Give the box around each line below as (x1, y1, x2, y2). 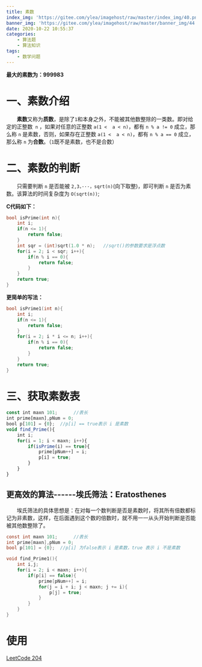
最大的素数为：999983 (6, 70, 64, 78)
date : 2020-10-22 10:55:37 (6, 25, 74, 32)
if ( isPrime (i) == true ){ (28, 443, 90, 449)
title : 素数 (6, 8, 34, 15)
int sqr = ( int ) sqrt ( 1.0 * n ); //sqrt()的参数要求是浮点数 (17, 242, 165, 249)
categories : (6, 31, 36, 37)
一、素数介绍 (6, 94, 70, 108)
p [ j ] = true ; (49, 589, 82, 595)
